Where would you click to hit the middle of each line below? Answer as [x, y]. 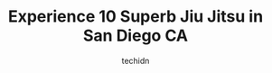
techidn [136, 60]
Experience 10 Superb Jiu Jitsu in [136, 17]
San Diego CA [136, 36]
